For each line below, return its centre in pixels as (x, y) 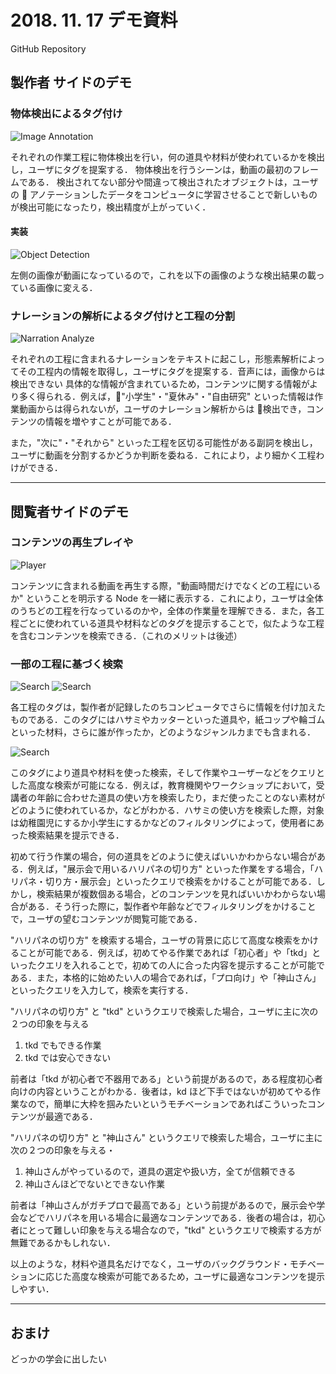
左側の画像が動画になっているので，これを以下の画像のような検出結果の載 (163, 275)
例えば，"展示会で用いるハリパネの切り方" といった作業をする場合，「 (171, 869)
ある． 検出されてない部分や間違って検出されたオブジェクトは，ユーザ (173, 182)
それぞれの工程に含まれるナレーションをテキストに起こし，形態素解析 (155, 359)
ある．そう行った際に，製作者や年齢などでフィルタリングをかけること (172, 907)
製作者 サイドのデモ (71, 82)
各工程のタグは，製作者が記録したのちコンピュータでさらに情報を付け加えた (168, 707)
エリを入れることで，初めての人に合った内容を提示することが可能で (185, 965)
